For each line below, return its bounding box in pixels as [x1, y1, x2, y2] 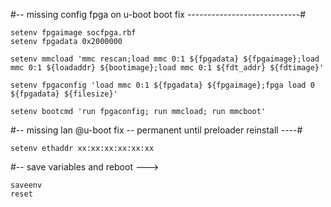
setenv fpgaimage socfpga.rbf [10, 28, 137, 38]
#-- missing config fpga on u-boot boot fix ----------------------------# [10, 9, 307, 20]
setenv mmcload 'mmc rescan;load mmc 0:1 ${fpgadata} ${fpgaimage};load [10, 54, 320, 64]
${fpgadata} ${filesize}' [10, 89, 118, 99]
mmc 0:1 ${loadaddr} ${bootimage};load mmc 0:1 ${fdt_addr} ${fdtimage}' [10, 63, 325, 73]
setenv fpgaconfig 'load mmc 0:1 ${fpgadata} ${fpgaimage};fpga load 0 [10, 80, 315, 90]
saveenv [10, 180, 43, 190]
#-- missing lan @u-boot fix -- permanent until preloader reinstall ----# [10, 124, 303, 136]
